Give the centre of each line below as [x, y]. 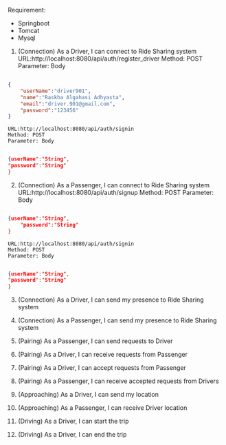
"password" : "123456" [49, 110]
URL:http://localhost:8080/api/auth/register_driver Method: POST [110, 59]
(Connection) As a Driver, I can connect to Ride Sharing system [107, 51]
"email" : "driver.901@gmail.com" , [68, 104]
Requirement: [27, 10]
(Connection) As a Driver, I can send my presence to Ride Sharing [111, 300]
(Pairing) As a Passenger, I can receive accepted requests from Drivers [118, 381]
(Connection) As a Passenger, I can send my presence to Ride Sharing [117, 320]
